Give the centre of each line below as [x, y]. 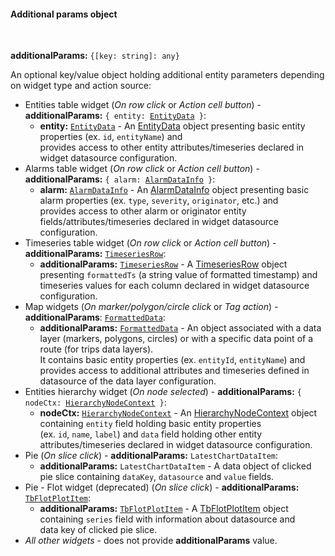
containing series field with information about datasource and [167, 519]
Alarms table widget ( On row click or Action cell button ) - [142, 169]
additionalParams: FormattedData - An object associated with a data [180, 328]
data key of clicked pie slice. [98, 530]
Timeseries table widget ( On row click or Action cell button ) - [150, 243]
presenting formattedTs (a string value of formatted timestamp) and [178, 275]
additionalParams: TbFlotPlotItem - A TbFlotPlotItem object [164, 509]
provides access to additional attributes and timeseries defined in [174, 371]
